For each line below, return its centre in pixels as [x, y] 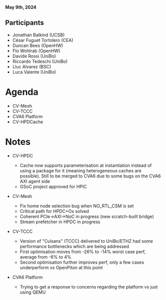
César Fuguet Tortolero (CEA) [43, 40]
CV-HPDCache [28, 122]
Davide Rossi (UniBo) [34, 56]
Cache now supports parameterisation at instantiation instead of [86, 165]
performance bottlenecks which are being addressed [75, 246]
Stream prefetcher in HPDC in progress [60, 222]
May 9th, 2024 [21, 7]
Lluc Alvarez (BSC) [32, 66]
